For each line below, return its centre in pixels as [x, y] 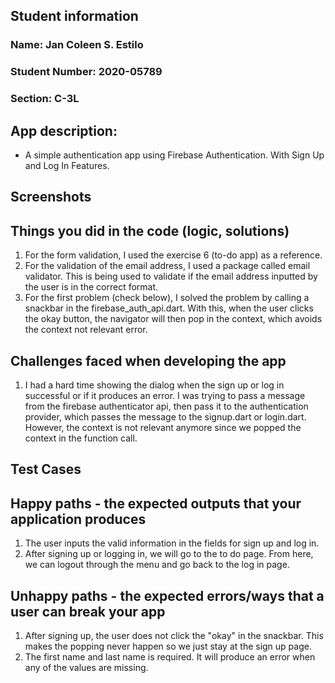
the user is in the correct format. [91, 287]
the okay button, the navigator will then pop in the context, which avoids [173, 319]
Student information [74, 16]
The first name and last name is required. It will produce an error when [170, 657]
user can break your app [88, 611]
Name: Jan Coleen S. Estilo [77, 45]
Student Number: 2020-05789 [86, 72]
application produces [78, 519]
